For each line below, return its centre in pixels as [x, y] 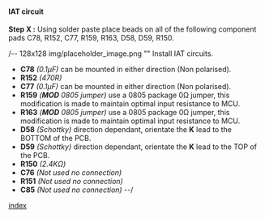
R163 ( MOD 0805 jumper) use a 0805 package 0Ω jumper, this [125, 113]
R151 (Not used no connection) [71, 182]
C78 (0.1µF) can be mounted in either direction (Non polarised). [126, 70]
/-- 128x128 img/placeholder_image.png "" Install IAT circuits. [111, 53]
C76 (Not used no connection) [71, 173]
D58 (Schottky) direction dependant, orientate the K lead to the [126, 130]
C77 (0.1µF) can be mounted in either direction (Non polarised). [126, 87]
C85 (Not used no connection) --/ [77, 190]
